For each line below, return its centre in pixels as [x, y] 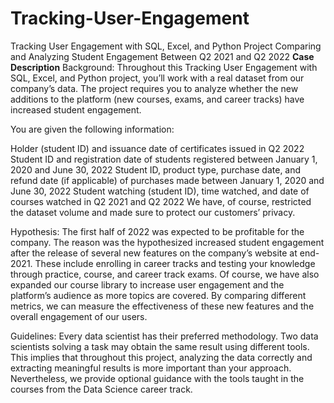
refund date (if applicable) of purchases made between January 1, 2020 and [167, 180]
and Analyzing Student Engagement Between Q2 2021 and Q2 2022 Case [162, 56]
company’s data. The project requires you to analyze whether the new [154, 88]
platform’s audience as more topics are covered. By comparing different [158, 295]
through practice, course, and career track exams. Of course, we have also [165, 274]
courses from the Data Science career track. [101, 389]
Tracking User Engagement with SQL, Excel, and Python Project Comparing [166, 46]
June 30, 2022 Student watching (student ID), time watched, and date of [160, 191]
